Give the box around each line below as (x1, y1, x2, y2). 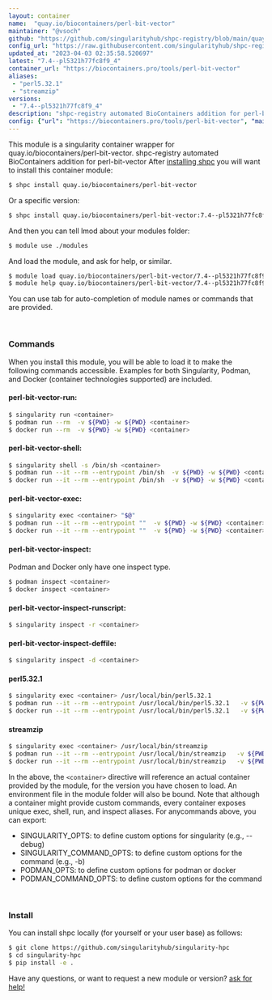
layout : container (8, 11, 70, 20)
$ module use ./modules (8, 241, 89, 249)
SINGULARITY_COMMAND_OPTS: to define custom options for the (19, 848, 243, 857)
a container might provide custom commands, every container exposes (8, 798, 246, 807)
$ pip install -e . (8, 959, 74, 967)
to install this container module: (8, 165, 113, 175)
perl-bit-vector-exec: (8, 493, 83, 503)
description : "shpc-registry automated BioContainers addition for (8, 110, 241, 118)
